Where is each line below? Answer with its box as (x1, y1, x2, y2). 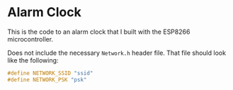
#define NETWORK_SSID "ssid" (7, 70, 93, 77)
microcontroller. (7, 34, 54, 43)
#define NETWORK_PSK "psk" (7, 76, 87, 83)
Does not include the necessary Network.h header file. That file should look (7, 49, 227, 57)
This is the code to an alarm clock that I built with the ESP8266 (7, 27, 191, 36)
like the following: (7, 56, 59, 64)
